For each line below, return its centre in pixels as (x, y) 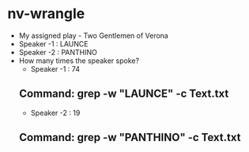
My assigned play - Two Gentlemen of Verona (94, 35)
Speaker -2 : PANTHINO (58, 52)
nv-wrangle (46, 14)
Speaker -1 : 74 (55, 69)
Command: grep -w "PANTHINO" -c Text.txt (130, 137)
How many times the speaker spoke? (79, 61)
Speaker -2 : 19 (55, 113)
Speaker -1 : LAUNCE (53, 43)
